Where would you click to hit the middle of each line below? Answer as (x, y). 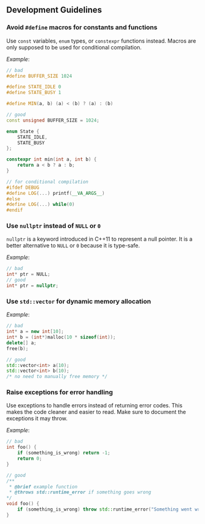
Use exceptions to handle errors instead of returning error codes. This (95, 406)
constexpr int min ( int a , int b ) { (52, 159)
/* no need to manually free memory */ (57, 377)
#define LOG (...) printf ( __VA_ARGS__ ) (56, 193)
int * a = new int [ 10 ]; (35, 332)
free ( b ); (17, 348)
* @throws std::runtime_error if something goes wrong (80, 492)
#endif (15, 210)
